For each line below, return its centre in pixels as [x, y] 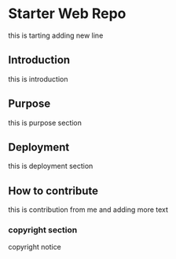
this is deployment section [51, 166]
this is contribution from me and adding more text [88, 210]
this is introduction [38, 78]
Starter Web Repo [67, 14]
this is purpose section [45, 122]
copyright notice [35, 247]
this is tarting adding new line [56, 35]
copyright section [43, 230]
